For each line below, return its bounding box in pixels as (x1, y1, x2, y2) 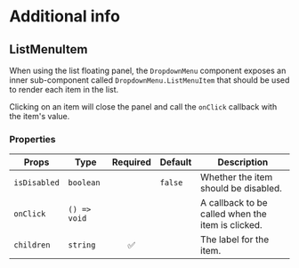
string (68, 240, 96, 250)
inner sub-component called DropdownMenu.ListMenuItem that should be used (9, 75, 290, 85)
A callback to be (199, 197, 269, 209)
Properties (9, 133, 56, 145)
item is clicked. (199, 219, 263, 231)
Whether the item (199, 171, 273, 183)
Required (111, 156, 151, 168)
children (13, 240, 51, 250)
